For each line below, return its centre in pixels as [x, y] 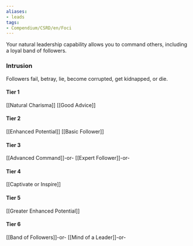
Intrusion [19, 66]
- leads [15, 17]
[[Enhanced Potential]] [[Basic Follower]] [55, 131]
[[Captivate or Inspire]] [34, 184]
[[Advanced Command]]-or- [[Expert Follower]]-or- [68, 158]
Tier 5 [13, 197]
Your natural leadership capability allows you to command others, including [97, 45]
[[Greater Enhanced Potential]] [43, 211]
